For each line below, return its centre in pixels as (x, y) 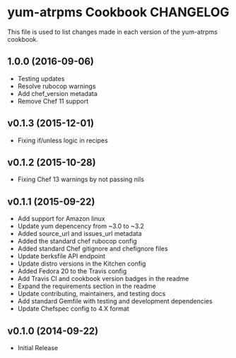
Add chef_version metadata (57, 93)
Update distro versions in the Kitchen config (82, 264)
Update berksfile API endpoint (61, 256)
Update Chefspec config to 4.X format (73, 309)
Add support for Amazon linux (61, 219)
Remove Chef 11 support (53, 101)
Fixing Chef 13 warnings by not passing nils (81, 179)
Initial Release (38, 348)
